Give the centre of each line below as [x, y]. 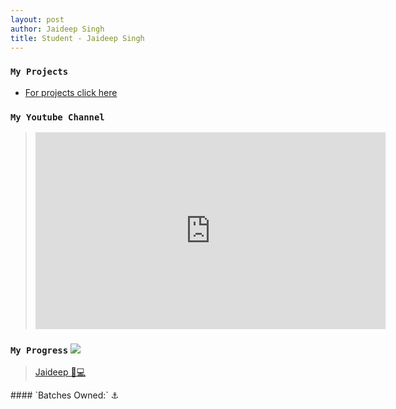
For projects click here [71, 92]
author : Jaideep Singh [57, 29]
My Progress [39, 350]
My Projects [39, 72]
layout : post [37, 19]
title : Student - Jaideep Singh [77, 38]
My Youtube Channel [57, 117]
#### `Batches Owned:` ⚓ [65, 395]
